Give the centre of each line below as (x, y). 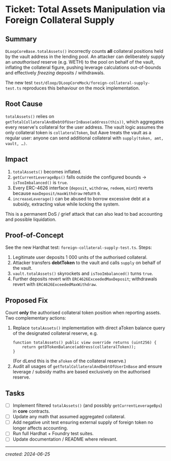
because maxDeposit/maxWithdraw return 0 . (57, 193)
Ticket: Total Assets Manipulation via (85, 9)
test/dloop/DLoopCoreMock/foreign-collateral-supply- (92, 83)
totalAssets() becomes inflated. (47, 171)
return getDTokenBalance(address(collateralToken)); (79, 347)
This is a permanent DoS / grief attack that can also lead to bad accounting (84, 214)
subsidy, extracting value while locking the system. (66, 204)
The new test (19, 83)
